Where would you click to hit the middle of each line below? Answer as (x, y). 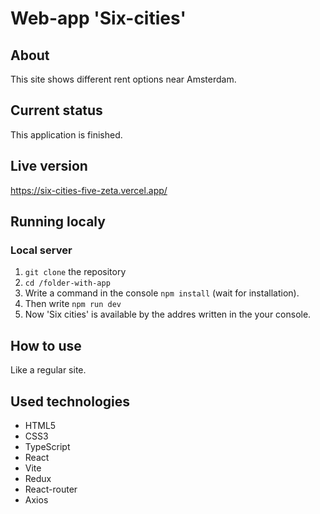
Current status (56, 110)
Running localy (58, 222)
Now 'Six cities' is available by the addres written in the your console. (168, 314)
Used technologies (70, 401)
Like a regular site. (48, 370)
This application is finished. (66, 134)
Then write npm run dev (73, 304)
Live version (49, 166)
